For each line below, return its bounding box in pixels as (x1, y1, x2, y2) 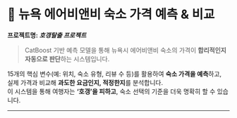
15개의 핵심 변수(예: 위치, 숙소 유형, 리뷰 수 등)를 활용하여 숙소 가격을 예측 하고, (7, 70, 222, 78)
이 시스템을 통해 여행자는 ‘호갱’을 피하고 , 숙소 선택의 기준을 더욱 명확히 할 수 (7, 87, 216, 96)
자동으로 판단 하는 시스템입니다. (24, 54, 110, 63)
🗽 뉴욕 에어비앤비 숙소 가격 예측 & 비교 (7, 6, 215, 22)
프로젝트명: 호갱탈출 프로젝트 (7, 31, 87, 39)
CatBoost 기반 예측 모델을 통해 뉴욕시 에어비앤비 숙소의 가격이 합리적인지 (24, 46, 227, 54)
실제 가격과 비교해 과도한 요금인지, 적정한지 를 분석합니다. (7, 78, 164, 86)
